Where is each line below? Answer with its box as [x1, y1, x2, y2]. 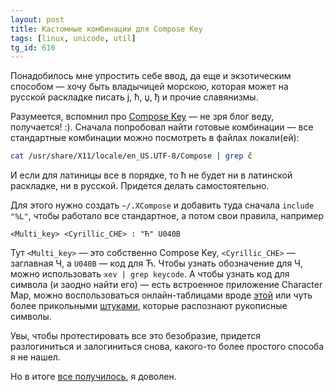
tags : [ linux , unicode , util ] [10, 33, 137, 43]
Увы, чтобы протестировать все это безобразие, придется [10, 330, 261, 342]
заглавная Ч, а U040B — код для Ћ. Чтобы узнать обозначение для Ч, [10, 257, 303, 270]
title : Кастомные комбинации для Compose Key [10, 24, 203, 34]
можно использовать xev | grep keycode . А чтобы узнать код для [10, 268, 290, 280]
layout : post [10, 14, 65, 25]
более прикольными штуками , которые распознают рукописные [10, 300, 288, 312]
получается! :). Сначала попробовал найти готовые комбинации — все [10, 121, 314, 133]
